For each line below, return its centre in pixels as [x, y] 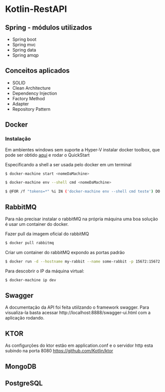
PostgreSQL [24, 383]
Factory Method [29, 98]
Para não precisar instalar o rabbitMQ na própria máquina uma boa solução [82, 219]
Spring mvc [24, 45]
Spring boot [24, 39]
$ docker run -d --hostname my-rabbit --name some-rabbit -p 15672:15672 [83, 261]
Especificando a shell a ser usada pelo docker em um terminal [68, 164]
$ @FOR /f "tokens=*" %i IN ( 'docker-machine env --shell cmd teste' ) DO [83, 192]
